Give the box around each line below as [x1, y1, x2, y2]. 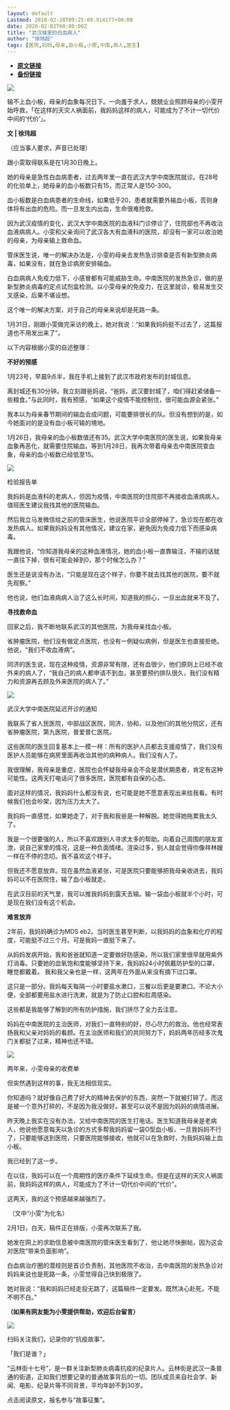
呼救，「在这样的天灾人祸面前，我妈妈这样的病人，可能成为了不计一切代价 [12, 106, 220, 114]
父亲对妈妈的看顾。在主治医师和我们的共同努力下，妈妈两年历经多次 [25, 1028, 217, 1037]
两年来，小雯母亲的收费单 [7, 1065, 79, 1072]
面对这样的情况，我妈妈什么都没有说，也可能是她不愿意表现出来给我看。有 [7, 789, 217, 797]
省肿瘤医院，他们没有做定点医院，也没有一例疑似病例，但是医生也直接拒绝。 [7, 637, 223, 645]
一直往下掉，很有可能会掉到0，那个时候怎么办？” [7, 556, 146, 564]
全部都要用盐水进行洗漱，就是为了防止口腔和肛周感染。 [18, 991, 175, 999]
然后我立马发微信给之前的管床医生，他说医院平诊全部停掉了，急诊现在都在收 [7, 515, 223, 523]
